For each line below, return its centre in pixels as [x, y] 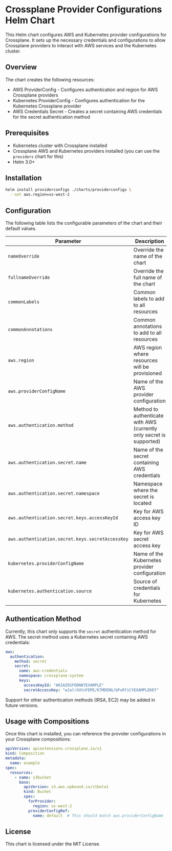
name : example [25, 763]
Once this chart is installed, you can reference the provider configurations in [86, 734]
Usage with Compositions [47, 722]
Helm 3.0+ [24, 162]
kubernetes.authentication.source [50, 591]
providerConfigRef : [49, 811]
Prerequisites [27, 133]
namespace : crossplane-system [51, 676]
